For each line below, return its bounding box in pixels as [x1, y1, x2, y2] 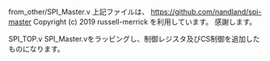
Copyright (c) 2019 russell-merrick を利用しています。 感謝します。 [33, 17, 257, 26]
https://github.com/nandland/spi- [150, 7, 262, 16]
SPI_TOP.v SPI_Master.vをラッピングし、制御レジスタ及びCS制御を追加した [8, 35, 260, 43]
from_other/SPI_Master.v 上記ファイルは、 [8, 7, 150, 16]
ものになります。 [8, 44, 65, 54]
